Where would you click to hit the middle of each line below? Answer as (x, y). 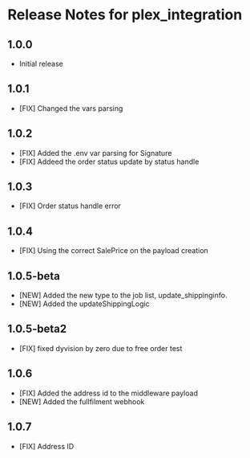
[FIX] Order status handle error (70, 206)
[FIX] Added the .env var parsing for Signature (95, 153)
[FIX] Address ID (46, 446)
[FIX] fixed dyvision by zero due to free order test (101, 348)
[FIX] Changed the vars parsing (71, 108)
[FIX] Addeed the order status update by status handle (109, 162)
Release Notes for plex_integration (125, 15)
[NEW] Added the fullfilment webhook (82, 401)
